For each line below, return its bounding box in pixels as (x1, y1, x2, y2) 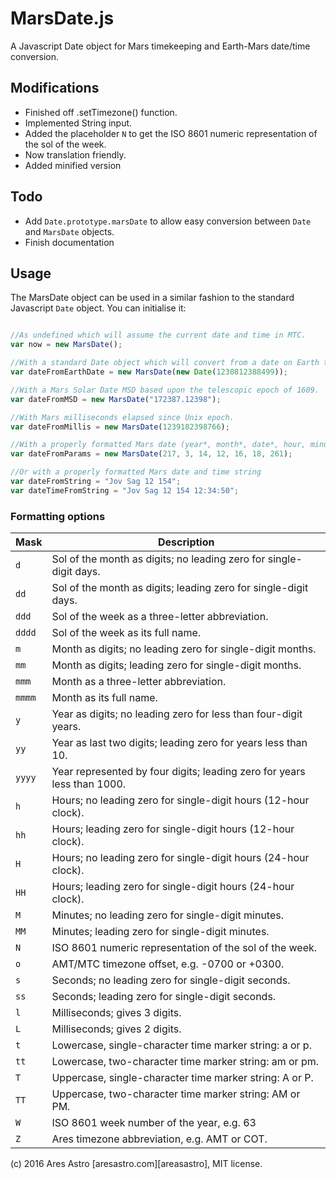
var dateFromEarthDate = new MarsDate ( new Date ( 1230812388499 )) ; (10, 367, 289, 377)
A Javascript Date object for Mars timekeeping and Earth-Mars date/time (10, 40, 311, 52)
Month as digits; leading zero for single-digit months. (51, 658, 302, 672)
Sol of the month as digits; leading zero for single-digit (51, 581, 309, 595)
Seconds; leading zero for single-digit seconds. (51, 990, 277, 1004)
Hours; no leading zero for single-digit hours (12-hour (51, 793, 310, 807)
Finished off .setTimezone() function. (24, 106, 178, 118)
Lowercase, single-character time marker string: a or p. (51, 1038, 312, 1052)
